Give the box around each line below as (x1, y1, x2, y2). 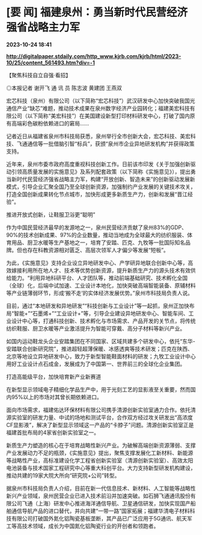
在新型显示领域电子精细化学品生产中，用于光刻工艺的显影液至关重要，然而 (6, 385, 191, 393)
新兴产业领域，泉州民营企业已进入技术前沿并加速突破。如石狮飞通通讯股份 (6, 492, 191, 499)
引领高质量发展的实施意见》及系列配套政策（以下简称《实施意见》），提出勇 (11, 168, 196, 175)
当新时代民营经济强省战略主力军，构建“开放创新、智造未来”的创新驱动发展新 (6, 176, 195, 183)
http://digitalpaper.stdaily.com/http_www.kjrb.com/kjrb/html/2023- (6, 52, 182, 60)
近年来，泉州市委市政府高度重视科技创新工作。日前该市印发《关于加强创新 (6, 160, 191, 168)
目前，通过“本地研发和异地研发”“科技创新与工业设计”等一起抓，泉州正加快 (6, 302, 189, 309)
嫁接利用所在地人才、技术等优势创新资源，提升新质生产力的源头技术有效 (11, 267, 191, 274)
